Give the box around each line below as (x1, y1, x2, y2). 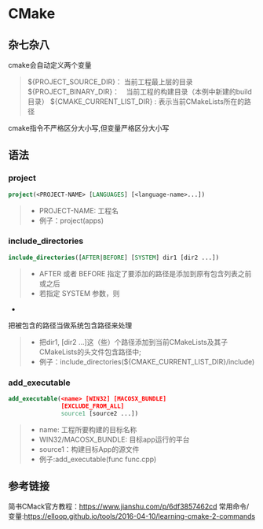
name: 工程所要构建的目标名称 (38, 424, 137, 434)
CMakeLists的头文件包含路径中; (38, 347, 141, 357)
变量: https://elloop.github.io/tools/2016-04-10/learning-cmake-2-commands (8, 512, 256, 521)
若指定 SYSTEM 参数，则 (38, 288, 120, 298)
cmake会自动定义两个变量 (8, 61, 92, 69)
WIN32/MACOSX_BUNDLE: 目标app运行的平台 (38, 435, 190, 444)
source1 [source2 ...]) (60, 409, 139, 417)
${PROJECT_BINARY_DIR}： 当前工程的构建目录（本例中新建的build (27, 87, 253, 96)
